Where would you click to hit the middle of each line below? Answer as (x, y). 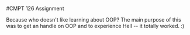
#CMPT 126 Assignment (35, 8)
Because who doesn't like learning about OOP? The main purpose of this (94, 20)
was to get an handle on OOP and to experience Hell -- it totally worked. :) (95, 26)
